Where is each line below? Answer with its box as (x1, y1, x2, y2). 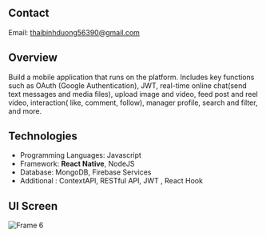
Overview (8, 51, 58, 65)
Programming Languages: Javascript (19, 151, 142, 160)
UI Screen (8, 199, 58, 213)
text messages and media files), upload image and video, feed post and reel (8, 89, 258, 98)
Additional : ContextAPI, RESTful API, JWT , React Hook (19, 176, 204, 186)
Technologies (8, 130, 78, 143)
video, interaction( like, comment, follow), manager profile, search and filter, (8, 98, 258, 107)
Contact (8, 6, 50, 20)
